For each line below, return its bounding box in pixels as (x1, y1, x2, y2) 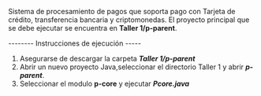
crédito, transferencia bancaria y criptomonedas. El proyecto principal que (8, 15, 250, 24)
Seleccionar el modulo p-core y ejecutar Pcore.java (19, 79, 190, 88)
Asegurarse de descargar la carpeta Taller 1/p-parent (19, 54, 196, 63)
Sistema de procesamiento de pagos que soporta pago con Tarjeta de (8, 7, 236, 16)
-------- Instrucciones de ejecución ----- (8, 39, 142, 48)
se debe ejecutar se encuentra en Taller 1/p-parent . (8, 24, 177, 32)
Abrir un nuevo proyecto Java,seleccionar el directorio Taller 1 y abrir (19, 62, 244, 72)
